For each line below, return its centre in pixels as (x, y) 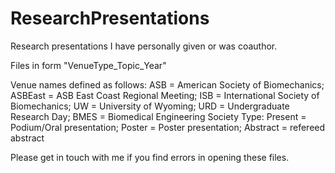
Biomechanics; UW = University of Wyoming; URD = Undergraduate (150, 106)
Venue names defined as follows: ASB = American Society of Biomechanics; (167, 84)
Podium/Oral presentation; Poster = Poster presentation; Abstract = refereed (168, 127)
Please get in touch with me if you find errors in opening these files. (150, 157)
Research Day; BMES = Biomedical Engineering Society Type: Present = (158, 116)
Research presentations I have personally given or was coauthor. (144, 46)
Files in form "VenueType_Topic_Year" (88, 65)
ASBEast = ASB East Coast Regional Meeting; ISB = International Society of (165, 95)
